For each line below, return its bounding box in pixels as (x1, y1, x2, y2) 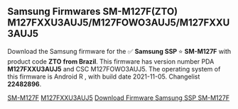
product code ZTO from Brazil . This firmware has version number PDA (7, 57, 215, 66)
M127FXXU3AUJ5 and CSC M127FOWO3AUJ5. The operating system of (7, 64, 221, 73)
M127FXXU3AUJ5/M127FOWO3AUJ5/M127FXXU (7, 17, 230, 29)
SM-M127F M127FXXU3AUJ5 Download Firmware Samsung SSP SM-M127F (7, 93, 230, 102)
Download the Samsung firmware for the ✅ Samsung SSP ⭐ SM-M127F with (7, 47, 232, 55)
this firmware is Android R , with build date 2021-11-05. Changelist (7, 72, 200, 81)
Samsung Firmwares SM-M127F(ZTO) (7, 6, 178, 18)
